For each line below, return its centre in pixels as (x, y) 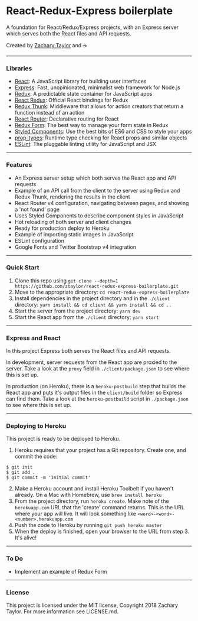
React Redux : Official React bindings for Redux (71, 100)
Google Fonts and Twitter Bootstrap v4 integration (75, 247)
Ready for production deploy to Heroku (62, 228)
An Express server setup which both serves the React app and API (95, 178)
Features (19, 165)
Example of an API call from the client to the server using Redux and (97, 190)
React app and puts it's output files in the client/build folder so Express (94, 393)
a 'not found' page (37, 209)
